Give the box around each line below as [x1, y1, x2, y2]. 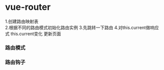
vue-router [5, 1, 51, 13]
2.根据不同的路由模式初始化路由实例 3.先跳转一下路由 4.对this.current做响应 [5, 24, 159, 31]
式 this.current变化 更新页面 [5, 31, 62, 36]
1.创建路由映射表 [5, 18, 38, 24]
